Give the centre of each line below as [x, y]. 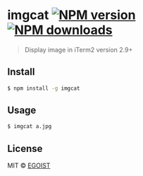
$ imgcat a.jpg [30, 127]
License [25, 148]
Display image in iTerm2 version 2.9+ [79, 49]
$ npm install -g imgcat [44, 88]
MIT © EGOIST [29, 165]
